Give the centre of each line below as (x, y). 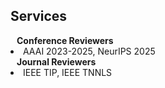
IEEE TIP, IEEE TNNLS (68, 72)
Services (39, 16)
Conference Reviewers (65, 40)
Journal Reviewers (56, 61)
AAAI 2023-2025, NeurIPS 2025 (89, 51)
